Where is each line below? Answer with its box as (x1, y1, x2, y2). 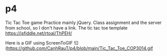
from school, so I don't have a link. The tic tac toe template (5, 24, 128, 30)
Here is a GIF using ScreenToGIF (5, 39, 73, 45)
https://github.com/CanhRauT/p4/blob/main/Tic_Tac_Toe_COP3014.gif (7, 45, 153, 51)
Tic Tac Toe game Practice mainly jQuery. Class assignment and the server (5, 19, 162, 25)
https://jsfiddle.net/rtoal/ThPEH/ (5, 30, 72, 36)
